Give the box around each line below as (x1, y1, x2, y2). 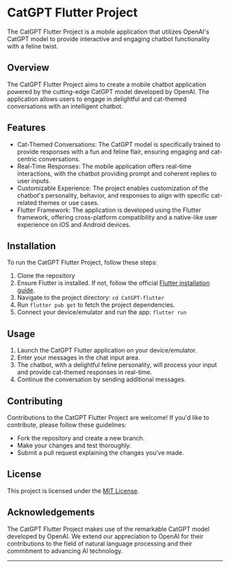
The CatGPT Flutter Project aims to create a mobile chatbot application (7, 80, 207, 88)
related (16, 198, 38, 206)
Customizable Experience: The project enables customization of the (16, 184, 209, 192)
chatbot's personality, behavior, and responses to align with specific (16, 191, 210, 200)
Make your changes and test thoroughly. (16, 441, 131, 449)
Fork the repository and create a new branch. (16, 434, 145, 442)
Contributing (7, 395, 63, 407)
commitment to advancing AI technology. (7, 547, 123, 555)
